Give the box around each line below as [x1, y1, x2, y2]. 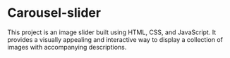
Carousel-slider [7, 5, 101, 21]
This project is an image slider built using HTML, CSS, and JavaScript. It [7, 28, 217, 36]
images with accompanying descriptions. [7, 43, 127, 51]
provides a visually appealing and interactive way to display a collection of [7, 35, 224, 43]
